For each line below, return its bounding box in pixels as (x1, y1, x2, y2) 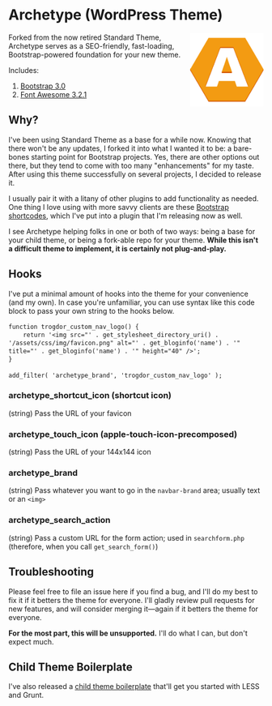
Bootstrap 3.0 (19, 81, 66, 91)
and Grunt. (8, 691, 45, 700)
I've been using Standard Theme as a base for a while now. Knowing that (8, 135, 252, 144)
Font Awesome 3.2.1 (19, 89, 87, 99)
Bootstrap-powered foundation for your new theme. (8, 49, 181, 59)
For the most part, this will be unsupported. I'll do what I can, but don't (8, 628, 249, 638)
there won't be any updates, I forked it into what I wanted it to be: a (8, 143, 232, 153)
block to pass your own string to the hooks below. (8, 306, 175, 315)
